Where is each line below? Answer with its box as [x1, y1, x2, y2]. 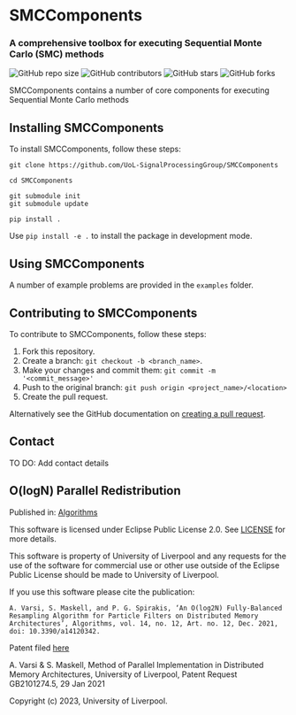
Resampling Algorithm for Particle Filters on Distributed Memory [9, 611, 259, 620]
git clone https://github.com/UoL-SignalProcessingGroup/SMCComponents [9, 161, 278, 170]
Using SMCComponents [9, 256, 145, 271]
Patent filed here [9, 642, 70, 653]
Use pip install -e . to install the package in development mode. [9, 231, 254, 242]
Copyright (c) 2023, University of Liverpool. [9, 696, 168, 706]
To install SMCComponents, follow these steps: [9, 143, 181, 155]
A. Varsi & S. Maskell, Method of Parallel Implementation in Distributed [9, 659, 264, 670]
